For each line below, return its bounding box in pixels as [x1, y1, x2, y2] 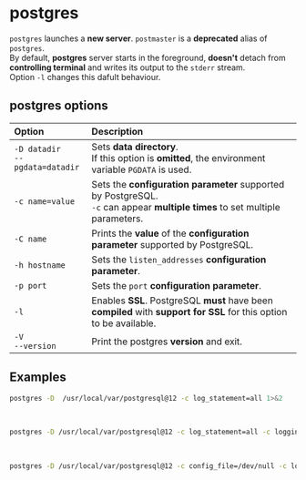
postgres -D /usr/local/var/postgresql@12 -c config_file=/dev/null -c [9, 462, 287, 471]
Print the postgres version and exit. [91, 335, 243, 348]
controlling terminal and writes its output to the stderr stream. [9, 62, 246, 73]
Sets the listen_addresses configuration [91, 253, 267, 266]
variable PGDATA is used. [91, 163, 192, 176]
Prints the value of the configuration [91, 227, 250, 240]
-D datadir [14, 144, 61, 154]
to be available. [91, 317, 157, 330]
